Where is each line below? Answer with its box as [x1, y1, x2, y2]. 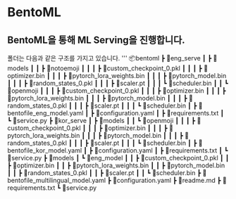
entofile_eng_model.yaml [7, 109, 84, 117]
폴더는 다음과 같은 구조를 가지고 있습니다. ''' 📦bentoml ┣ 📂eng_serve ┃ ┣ [7, 54, 212, 62]
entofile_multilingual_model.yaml [7, 176, 106, 184]
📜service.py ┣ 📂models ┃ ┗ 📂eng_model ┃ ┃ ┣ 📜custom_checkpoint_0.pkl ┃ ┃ [7, 154, 230, 162]
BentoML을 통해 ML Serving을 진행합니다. [7, 34, 185, 46]
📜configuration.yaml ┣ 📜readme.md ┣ [112, 176, 221, 184]
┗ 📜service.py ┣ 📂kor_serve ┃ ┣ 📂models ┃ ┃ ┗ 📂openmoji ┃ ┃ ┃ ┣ [7, 117, 196, 124]
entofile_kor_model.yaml [7, 146, 82, 155]
